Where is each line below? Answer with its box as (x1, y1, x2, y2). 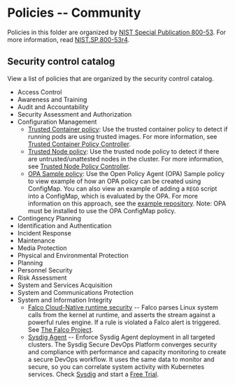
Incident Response (17, 228, 71, 237)
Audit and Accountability (17, 103, 89, 111)
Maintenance (17, 236, 56, 245)
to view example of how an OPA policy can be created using (27, 177, 201, 185)
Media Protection (17, 243, 67, 252)
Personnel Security (17, 266, 73, 274)
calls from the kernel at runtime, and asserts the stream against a (27, 310, 215, 319)
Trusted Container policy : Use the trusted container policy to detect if (27, 124, 228, 133)
